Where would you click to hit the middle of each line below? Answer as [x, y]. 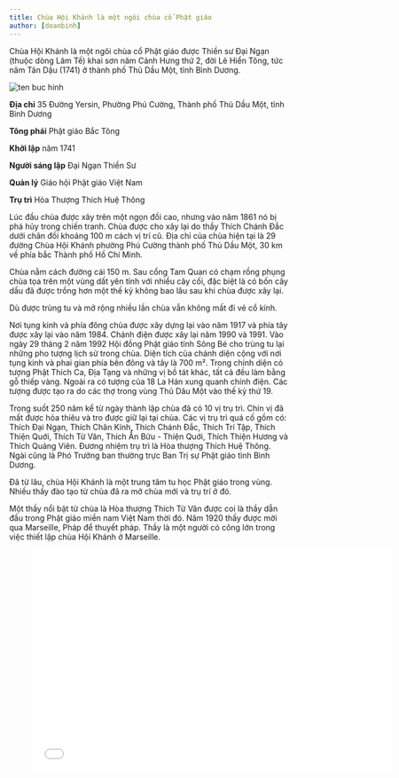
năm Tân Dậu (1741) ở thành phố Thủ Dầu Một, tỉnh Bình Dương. [125, 70]
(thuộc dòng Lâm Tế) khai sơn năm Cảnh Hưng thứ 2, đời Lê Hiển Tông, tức [146, 60]
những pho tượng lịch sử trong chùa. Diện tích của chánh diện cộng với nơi [145, 353]
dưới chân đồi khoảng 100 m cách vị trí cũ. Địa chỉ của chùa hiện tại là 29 [143, 235]
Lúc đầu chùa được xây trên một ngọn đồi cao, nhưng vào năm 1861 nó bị [143, 216]
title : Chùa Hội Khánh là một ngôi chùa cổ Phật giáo [111, 17]
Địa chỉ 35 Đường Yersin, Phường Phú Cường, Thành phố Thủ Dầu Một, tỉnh [147, 104]
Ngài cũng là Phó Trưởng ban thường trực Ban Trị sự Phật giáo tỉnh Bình [140, 455]
